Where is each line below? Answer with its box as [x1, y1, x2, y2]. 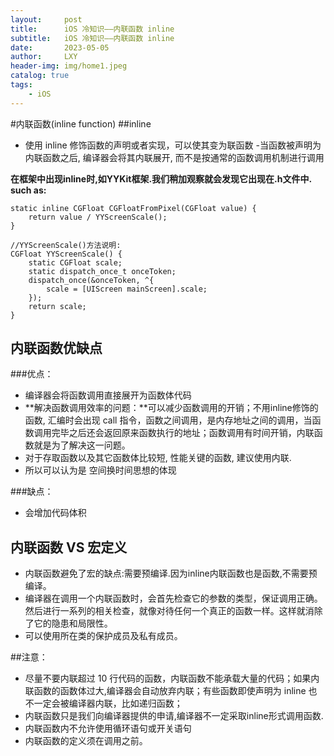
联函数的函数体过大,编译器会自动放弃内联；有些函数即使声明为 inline [24, 685, 307, 697]
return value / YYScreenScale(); [28, 212, 168, 222]
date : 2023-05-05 [10, 42, 110, 53]
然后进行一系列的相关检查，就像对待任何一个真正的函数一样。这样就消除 [24, 605, 323, 617]
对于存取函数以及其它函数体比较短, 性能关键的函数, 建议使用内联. [24, 452, 292, 464]
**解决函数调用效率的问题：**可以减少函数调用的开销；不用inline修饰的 [24, 402, 319, 414]
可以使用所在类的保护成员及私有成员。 [24, 630, 183, 642]
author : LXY [10, 52, 78, 62]
